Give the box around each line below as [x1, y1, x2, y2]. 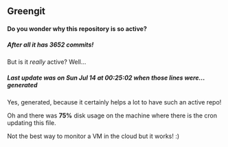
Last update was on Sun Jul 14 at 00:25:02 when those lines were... [7, 73, 205, 82]
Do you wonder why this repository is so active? [7, 24, 148, 33]
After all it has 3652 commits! [7, 41, 94, 49]
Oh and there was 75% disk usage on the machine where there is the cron [7, 111, 218, 120]
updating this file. [7, 118, 56, 126]
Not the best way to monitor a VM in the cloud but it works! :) [7, 132, 180, 140]
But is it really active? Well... [7, 58, 87, 66]
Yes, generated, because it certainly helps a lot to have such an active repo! [7, 98, 222, 106]
